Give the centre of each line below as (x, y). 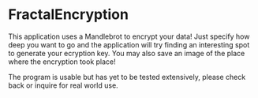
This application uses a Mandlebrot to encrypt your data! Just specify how (129, 36)
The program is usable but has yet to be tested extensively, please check (127, 77)
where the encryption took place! (62, 62)
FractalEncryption (68, 15)
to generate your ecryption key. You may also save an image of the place (127, 53)
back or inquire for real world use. (63, 85)
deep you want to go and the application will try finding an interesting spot (129, 44)
